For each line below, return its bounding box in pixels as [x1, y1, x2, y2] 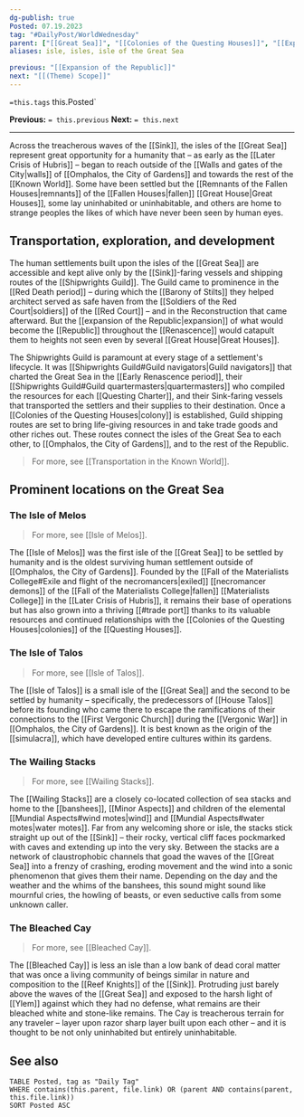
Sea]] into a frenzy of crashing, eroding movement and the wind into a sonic [9, 860, 293, 871]
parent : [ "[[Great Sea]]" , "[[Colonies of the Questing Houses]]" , [9, 38, 270, 48]
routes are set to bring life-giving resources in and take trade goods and [9, 419, 279, 430]
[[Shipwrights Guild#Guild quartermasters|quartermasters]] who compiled [9, 381, 285, 392]
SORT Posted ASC [9, 1101, 71, 1111]
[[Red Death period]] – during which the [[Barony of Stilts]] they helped [9, 286, 274, 297]
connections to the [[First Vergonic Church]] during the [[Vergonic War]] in [9, 714, 288, 724]
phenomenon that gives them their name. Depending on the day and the [9, 870, 278, 881]
